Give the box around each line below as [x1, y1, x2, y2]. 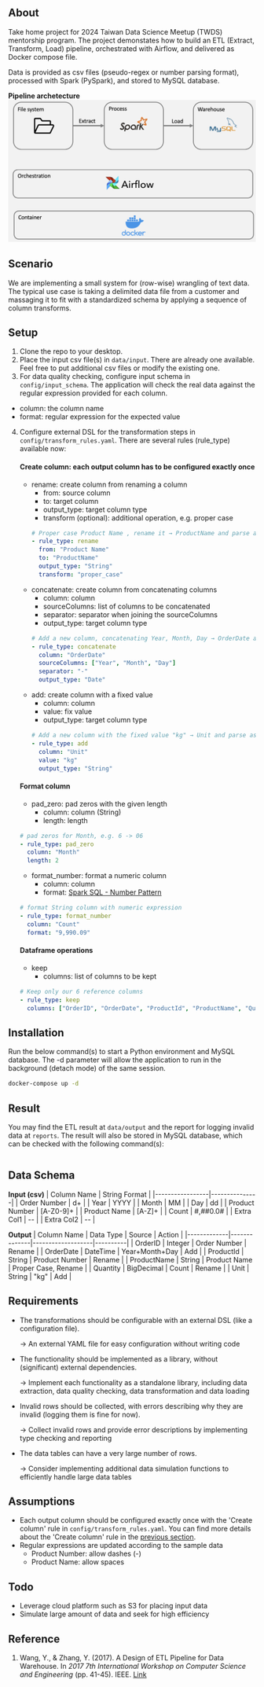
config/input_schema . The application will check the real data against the [19, 380, 255, 390]
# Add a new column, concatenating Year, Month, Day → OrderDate [31, 634, 250, 642]
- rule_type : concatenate [31, 642, 116, 651]
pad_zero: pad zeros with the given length [31, 799, 167, 808]
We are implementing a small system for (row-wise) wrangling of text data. [8, 278, 250, 288]
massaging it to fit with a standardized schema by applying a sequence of [8, 295, 247, 304]
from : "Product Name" [38, 546, 110, 553]
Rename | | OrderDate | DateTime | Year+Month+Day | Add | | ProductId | [8, 1246, 244, 1256]
